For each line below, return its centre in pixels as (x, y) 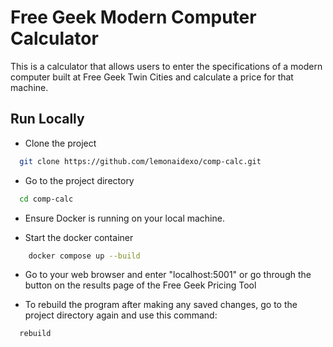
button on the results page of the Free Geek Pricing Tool (140, 285)
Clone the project (60, 143)
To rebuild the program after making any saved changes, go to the (161, 305)
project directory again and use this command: (121, 315)
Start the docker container (79, 237)
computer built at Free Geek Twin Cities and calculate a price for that (152, 77)
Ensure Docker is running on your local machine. (124, 218)
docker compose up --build (84, 256)
